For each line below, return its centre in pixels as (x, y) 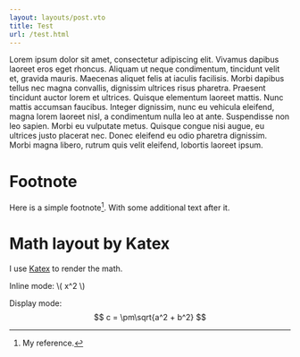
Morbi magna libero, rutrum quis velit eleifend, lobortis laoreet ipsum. (136, 145)
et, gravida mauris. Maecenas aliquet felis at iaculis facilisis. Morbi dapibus (147, 79)
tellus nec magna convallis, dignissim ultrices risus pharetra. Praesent (137, 88)
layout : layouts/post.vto (57, 17)
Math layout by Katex (90, 244)
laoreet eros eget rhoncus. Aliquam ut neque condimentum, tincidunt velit (145, 69)
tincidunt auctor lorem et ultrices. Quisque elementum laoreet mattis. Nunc (146, 98)
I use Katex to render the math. (66, 268)
